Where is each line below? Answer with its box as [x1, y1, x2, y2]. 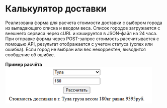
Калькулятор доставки [5, 3, 107, 15]
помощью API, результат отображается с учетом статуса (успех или [5, 41, 153, 47]
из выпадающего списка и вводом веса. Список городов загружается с [5, 25, 160, 31]
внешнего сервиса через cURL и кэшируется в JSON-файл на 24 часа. [5, 30, 157, 36]
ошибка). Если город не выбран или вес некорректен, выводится [5, 46, 146, 52]
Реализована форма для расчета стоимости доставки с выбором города [5, 20, 162, 26]
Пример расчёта [5, 61, 42, 67]
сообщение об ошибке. [5, 51, 55, 58]
